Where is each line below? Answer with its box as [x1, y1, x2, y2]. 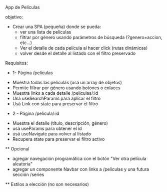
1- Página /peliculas [12, 70, 53, 76]
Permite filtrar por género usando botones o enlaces [12, 85, 121, 91]
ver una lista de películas [19, 29, 71, 35]
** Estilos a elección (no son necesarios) [5, 181, 89, 187]
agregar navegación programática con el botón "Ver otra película [12, 155, 146, 161]
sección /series [12, 171, 44, 177]
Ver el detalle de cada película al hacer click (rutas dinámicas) [19, 45, 148, 51]
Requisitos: [5, 60, 28, 66]
